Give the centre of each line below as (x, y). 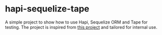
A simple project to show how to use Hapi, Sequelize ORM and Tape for (76, 22)
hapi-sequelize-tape (47, 9)
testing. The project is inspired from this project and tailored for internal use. (81, 27)
